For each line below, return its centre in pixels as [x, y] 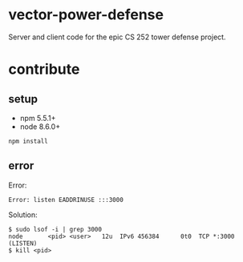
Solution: [23, 215]
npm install [28, 141]
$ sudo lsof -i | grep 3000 [55, 229]
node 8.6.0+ [40, 127]
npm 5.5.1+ [38, 118]
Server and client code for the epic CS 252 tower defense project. [117, 37]
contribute [44, 69]
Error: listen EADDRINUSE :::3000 [66, 200]
